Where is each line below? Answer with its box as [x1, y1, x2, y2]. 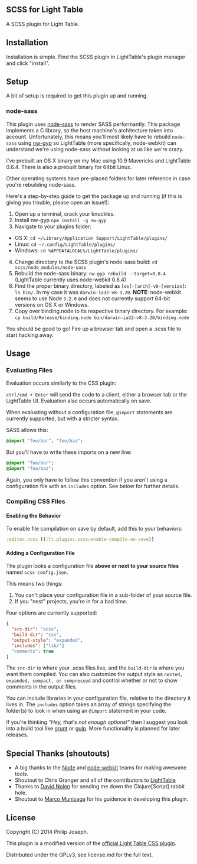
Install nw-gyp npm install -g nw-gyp [14, 216, 107, 223]
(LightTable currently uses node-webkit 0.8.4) [14, 276, 127, 283]
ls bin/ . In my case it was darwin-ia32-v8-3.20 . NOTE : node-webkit [14, 288, 182, 295]
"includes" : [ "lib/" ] [11, 642, 65, 649]
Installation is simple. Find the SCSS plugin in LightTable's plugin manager [6, 53, 186, 60]
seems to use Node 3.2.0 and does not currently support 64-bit [14, 295, 170, 302]
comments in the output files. [6, 683, 77, 690]
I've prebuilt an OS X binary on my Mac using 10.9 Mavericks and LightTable [6, 157, 191, 164]
